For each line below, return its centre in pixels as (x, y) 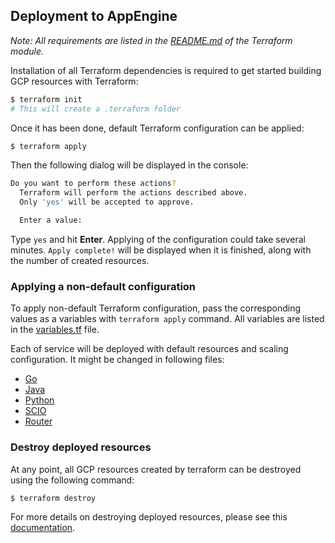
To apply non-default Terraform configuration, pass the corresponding (156, 308)
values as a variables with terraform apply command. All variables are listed (167, 319)
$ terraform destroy (53, 498)
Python (39, 400)
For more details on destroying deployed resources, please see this (149, 517)
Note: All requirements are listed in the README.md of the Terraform (151, 40)
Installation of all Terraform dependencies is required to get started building (166, 70)
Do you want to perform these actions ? (93, 184)
